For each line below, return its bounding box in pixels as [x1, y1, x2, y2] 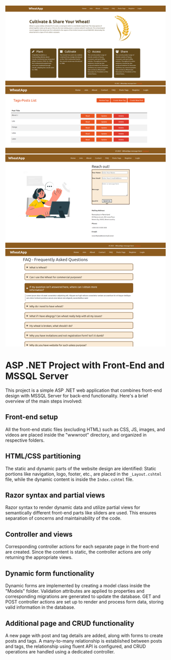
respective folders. [5, 437, 45, 443]
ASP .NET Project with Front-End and [5, 360, 165, 371]
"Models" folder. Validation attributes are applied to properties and [5, 588, 145, 594]
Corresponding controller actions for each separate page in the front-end [5, 543, 159, 550]
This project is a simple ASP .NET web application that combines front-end [5, 387, 162, 393]
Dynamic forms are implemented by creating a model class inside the [5, 583, 151, 589]
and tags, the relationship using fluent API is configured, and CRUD [5, 643, 146, 649]
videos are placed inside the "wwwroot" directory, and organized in [5, 432, 147, 438]
